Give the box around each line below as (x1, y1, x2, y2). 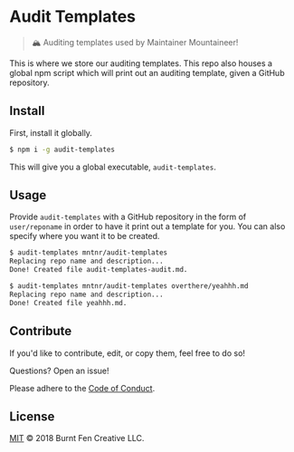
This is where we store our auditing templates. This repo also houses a (9, 57, 273, 69)
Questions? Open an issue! (9, 365, 110, 376)
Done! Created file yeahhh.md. (9, 298, 128, 307)
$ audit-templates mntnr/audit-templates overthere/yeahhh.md (9, 282, 249, 291)
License (9, 409, 55, 424)
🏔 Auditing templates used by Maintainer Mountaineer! (31, 36, 239, 47)
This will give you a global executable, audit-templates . (9, 161, 217, 172)
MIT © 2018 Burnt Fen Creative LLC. (9, 433, 145, 444)
